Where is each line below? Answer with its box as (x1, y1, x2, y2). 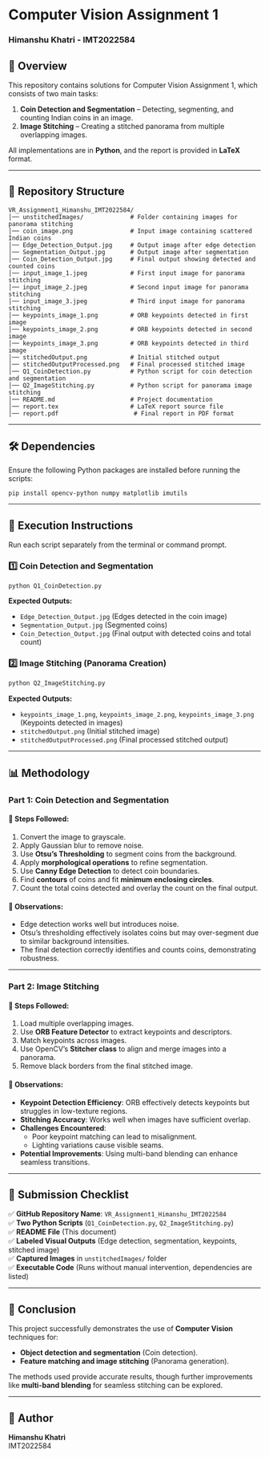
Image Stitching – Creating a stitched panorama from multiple (19, 121, 225, 131)
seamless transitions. (19, 1157, 90, 1167)
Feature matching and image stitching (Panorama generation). (19, 1357, 230, 1366)
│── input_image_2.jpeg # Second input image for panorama (8, 283, 249, 291)
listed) (8, 1272, 30, 1281)
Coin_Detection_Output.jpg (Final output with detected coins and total (19, 629, 251, 638)
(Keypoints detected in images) (19, 718, 123, 727)
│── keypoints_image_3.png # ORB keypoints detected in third (8, 339, 249, 347)
